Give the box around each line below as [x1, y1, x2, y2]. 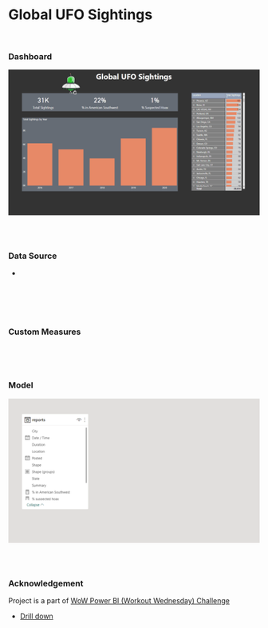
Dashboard [8, 51, 53, 62]
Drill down [19, 611, 53, 621]
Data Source [8, 250, 57, 261]
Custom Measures [8, 326, 81, 337]
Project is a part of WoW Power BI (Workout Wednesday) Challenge [8, 596, 230, 606]
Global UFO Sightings [8, 6, 153, 24]
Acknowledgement [8, 578, 84, 589]
